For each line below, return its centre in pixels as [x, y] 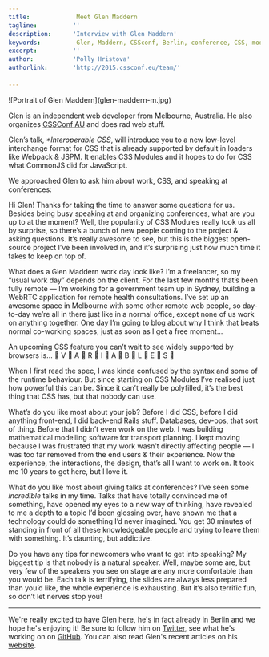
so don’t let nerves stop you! [55, 596]
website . [22, 645]
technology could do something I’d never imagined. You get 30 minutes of [130, 521]
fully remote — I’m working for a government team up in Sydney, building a [132, 288]
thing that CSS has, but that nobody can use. [82, 396]
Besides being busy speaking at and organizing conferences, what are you [131, 213]
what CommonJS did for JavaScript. [68, 165]
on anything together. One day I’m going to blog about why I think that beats [134, 322]
